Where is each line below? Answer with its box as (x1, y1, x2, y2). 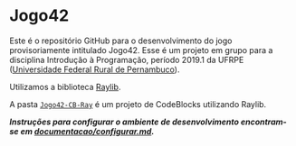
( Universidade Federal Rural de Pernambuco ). (9, 64, 180, 75)
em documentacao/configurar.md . (20, 125, 155, 136)
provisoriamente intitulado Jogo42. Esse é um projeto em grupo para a (9, 44, 273, 55)
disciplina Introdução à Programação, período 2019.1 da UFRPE (9, 54, 244, 65)
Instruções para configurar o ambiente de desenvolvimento (9, 116, 240, 127)
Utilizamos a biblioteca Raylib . (9, 81, 121, 92)
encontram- (240, 116, 287, 127)
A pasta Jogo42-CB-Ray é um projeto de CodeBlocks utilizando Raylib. (9, 98, 267, 109)
